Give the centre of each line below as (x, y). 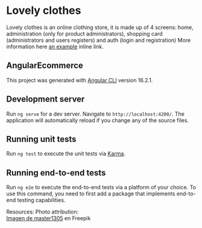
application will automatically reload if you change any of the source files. (97, 120)
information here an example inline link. (55, 47)
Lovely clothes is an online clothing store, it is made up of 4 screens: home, (100, 27)
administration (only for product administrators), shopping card (84, 33)
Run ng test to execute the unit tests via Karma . (66, 154)
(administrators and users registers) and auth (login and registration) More (99, 40)
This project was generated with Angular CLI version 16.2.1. (80, 80)
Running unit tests (41, 139)
